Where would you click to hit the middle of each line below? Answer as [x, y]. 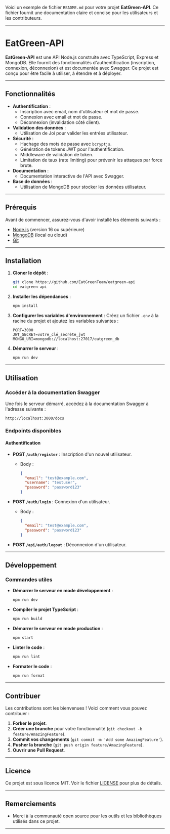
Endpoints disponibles [33, 431]
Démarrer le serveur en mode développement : [63, 591]
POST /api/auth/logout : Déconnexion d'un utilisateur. [70, 544]
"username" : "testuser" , [51, 482]
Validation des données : [39, 127]
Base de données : [32, 181]
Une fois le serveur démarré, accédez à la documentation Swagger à [77, 404]
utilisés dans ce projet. [36, 821]
